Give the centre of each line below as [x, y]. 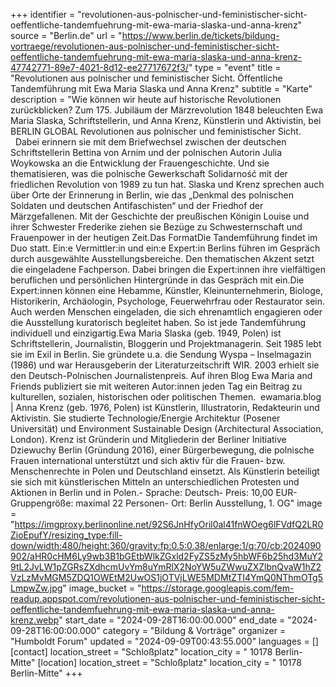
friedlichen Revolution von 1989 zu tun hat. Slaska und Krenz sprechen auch [167, 184]
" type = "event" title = [235, 67]
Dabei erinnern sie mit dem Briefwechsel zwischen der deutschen [150, 142]
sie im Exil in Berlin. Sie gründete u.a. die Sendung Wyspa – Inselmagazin [161, 354]
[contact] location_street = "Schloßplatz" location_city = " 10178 [141, 652]
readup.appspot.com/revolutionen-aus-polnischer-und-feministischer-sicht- [168, 598]
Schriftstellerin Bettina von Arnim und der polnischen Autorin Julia [146, 152]
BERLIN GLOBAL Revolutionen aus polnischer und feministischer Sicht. [156, 131]
